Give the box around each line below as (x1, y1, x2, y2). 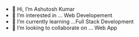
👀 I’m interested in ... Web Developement (11, 12, 113, 19)
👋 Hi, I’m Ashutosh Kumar (11, 6, 75, 12)
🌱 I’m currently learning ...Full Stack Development (11, 18, 134, 25)
